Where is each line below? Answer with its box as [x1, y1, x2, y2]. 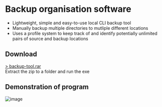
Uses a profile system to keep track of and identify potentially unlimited [12, 30, 158, 36]
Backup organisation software [5, 3, 132, 15]
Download [5, 50, 37, 58]
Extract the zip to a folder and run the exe [5, 68, 90, 74]
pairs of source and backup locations [12, 36, 88, 42]
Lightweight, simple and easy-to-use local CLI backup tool [12, 20, 131, 26]
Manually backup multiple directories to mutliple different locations [12, 25, 148, 31]
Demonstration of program [5, 83, 89, 91]
